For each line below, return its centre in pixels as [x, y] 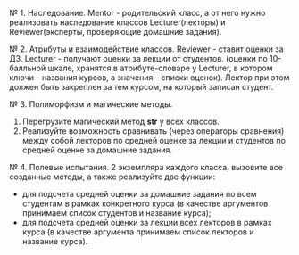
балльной [28, 68]
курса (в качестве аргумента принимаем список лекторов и [138, 232]
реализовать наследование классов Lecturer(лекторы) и [117, 22]
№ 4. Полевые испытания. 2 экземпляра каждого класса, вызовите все [146, 167]
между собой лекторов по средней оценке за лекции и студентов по [154, 140]
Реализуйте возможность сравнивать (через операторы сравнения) [153, 131]
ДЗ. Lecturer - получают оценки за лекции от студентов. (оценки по [138, 58]
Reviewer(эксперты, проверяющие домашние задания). [116, 32]
